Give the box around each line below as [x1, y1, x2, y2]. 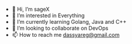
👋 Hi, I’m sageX [11, 6, 50, 12]
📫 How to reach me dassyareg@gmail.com [11, 32, 120, 38]
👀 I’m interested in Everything [11, 12, 85, 19]
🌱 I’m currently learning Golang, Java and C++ [11, 18, 127, 25]
